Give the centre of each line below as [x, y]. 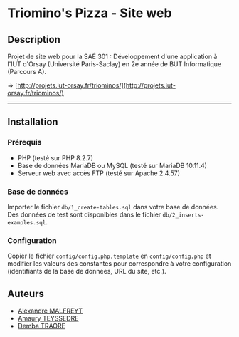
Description [34, 40]
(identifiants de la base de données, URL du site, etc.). [87, 271]
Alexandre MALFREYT [50, 311]
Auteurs [26, 294]
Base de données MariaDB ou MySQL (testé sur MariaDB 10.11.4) [112, 165]
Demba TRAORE [42, 326]
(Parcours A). [27, 72]
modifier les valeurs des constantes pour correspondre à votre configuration [119, 264]
